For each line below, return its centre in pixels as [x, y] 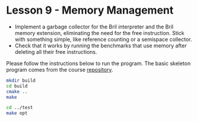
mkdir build [21, 81]
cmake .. [17, 91]
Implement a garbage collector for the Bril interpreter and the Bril [94, 27]
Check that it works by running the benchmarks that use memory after [101, 46]
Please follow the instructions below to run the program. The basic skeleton [99, 63]
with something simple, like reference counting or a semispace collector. [103, 39]
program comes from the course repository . [60, 69]
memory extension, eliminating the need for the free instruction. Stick [100, 33]
